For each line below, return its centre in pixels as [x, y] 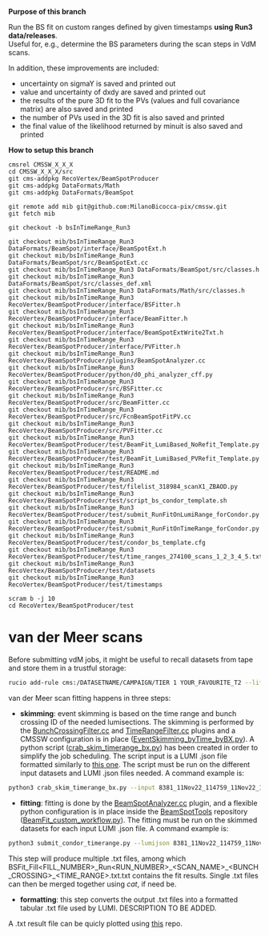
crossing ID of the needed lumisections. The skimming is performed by [137, 722]
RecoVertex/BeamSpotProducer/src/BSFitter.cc [85, 389]
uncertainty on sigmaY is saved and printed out [98, 84]
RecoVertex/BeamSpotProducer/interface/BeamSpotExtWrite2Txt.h [116, 333]
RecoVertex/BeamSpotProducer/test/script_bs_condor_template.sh [118, 501]
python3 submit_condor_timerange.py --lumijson [89, 843]
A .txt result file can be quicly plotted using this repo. [95, 923]
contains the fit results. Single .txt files [195, 875]
